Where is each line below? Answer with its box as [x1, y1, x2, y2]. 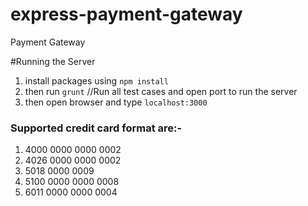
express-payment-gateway [10, 3, 243, 26]
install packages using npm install [24, 74, 169, 87]
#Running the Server [10, 55, 96, 67]
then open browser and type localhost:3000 [24, 96, 208, 108]
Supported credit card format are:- [10, 121, 183, 135]
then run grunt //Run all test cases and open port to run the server [24, 85, 298, 97]
